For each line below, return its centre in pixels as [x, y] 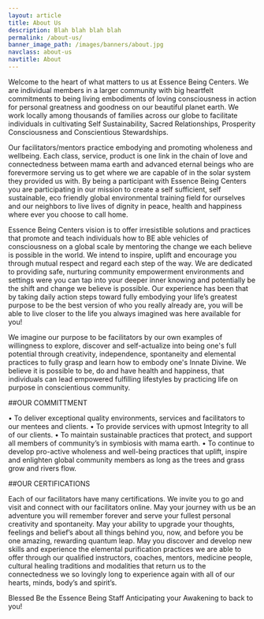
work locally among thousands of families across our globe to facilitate [123, 115]
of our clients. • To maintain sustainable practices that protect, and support [130, 434]
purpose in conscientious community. [69, 387]
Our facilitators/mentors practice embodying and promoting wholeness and [130, 147]
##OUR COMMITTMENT [48, 402]
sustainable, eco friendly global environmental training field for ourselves [127, 197]
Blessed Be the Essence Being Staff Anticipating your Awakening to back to [131, 598]
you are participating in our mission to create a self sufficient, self [115, 189]
